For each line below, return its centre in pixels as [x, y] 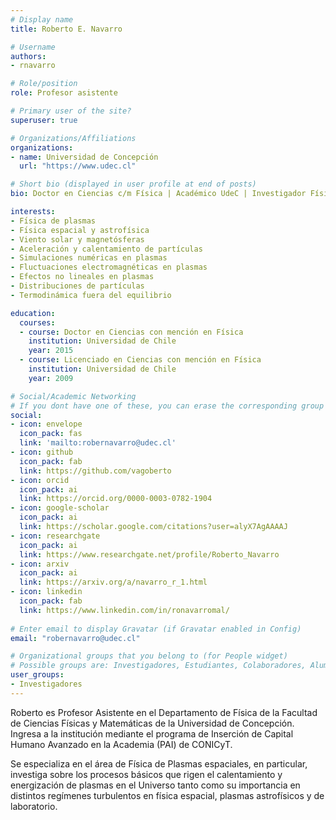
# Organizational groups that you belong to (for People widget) [149, 656]
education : [33, 313]
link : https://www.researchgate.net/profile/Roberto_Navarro [149, 554]
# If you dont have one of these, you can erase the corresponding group [167, 406]
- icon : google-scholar [60, 508]
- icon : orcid [40, 480]
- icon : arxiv [40, 564]
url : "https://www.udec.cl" [78, 166]
